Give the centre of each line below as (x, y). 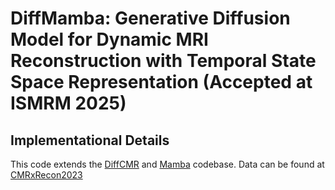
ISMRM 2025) (68, 103)
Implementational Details (90, 140)
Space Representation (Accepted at (161, 82)
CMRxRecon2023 (46, 175)
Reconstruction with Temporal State (163, 61)
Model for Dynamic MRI (109, 39)
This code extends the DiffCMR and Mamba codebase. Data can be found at (167, 164)
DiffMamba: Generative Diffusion (150, 18)
